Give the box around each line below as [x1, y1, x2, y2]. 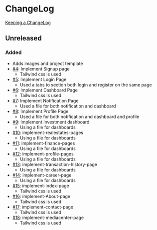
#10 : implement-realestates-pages [12, 129, 84, 135]
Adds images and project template [12, 60, 83, 66]
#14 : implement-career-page [12, 172, 72, 178]
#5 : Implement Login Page [12, 76, 67, 82]
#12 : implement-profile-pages [12, 150, 74, 156]
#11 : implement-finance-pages [12, 140, 75, 146]
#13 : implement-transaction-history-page [12, 161, 97, 167]
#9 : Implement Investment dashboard [12, 118, 90, 125]
